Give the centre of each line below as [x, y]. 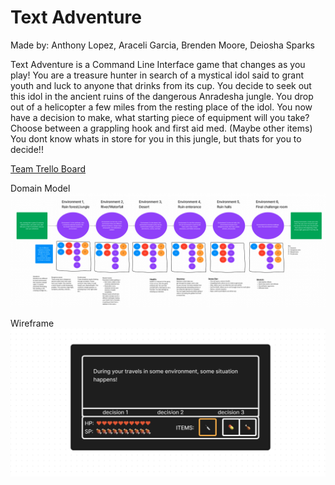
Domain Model [40, 188]
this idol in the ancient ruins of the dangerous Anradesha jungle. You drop [162, 96]
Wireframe [32, 323]
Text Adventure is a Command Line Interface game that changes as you [158, 64]
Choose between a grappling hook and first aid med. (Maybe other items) [161, 128]
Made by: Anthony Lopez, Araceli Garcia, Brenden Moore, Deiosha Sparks [162, 45]
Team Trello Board [48, 168]
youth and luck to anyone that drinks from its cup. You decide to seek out [161, 85]
